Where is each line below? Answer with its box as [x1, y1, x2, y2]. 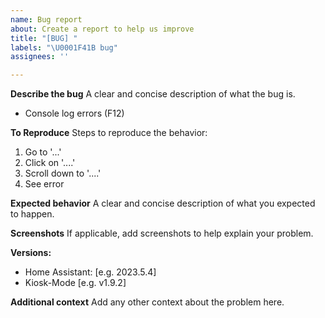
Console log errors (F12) [24, 107, 125, 120]
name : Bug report [10, 14, 83, 25]
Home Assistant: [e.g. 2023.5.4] [24, 266, 157, 278]
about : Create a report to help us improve [10, 24, 195, 34]
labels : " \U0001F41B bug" [10, 42, 118, 53]
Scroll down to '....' [24, 167, 102, 180]
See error [24, 178, 65, 190]
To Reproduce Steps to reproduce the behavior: [10, 127, 208, 139]
